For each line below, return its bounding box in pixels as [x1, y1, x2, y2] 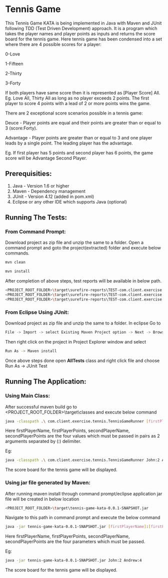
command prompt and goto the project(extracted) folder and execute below [5, 245, 161, 251]
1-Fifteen [5, 60, 23, 66]
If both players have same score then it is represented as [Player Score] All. [5, 89, 160, 95]
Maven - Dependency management [12, 188, 86, 194]
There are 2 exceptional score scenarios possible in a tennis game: [5, 110, 143, 116]
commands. [5, 250, 30, 256]
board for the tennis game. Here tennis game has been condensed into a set [5, 36, 162, 42]
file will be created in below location [5, 496, 79, 502]
